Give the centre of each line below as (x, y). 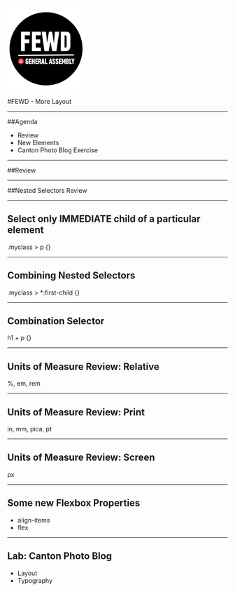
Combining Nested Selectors (71, 276)
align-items (34, 520)
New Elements (38, 143)
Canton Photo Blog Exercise (57, 150)
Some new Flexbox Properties (74, 503)
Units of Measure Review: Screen (81, 458)
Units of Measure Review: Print (76, 412)
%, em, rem (24, 384)
